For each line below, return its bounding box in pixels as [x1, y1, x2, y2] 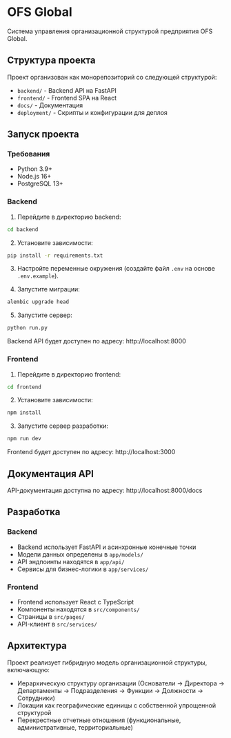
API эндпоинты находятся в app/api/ [17, 557, 125, 566]
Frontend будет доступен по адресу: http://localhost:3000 [7, 448, 176, 456]
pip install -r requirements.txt [7, 252, 103, 259]
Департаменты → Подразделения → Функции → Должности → [17, 686, 203, 694]
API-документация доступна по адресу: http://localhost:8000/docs [7, 486, 203, 494]
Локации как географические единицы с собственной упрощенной [17, 701, 216, 710]
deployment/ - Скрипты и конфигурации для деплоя [17, 108, 168, 116]
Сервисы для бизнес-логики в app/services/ [17, 565, 149, 573]
